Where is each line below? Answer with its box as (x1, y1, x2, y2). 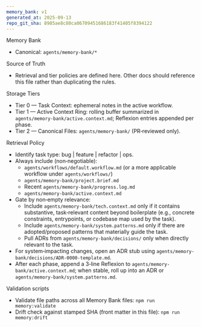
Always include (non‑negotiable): (14, 157, 98, 165)
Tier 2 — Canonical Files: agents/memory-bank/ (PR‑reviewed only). (14, 128, 181, 135)
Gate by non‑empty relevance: (14, 196, 91, 203)
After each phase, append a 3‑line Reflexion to (14, 260, 131, 268)
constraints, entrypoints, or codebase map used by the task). (24, 216, 176, 223)
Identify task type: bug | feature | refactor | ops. (14, 151, 134, 158)
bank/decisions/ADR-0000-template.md (14, 255, 110, 261)
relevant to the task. (24, 241, 74, 248)
